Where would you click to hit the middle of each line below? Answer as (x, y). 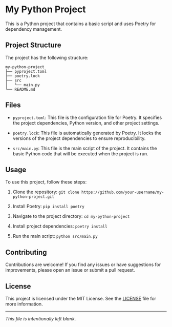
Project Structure (33, 45)
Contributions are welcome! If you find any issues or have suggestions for (83, 264)
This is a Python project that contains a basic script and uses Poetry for (81, 24)
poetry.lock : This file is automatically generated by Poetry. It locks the (87, 133)
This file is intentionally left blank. (41, 319)
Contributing (26, 252)
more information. (24, 304)
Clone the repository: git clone (46, 192)
